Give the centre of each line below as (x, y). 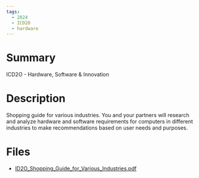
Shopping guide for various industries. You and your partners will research (98, 115)
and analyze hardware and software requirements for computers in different (99, 122)
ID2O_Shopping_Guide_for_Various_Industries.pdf (76, 168)
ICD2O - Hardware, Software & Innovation (58, 75)
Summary (31, 58)
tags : (13, 12)
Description (36, 99)
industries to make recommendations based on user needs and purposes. (97, 128)
